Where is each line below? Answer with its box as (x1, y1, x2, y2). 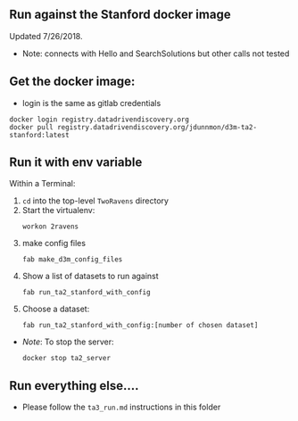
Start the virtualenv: (21, 205, 95, 216)
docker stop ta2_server (21, 354, 112, 363)
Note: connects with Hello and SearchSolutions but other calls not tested (21, 48, 290, 59)
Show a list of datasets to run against (21, 271, 159, 282)
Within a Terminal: (9, 178, 76, 189)
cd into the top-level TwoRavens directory (21, 195, 170, 206)
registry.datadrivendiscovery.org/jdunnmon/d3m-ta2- (56, 122, 257, 132)
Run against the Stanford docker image (9, 7, 231, 22)
